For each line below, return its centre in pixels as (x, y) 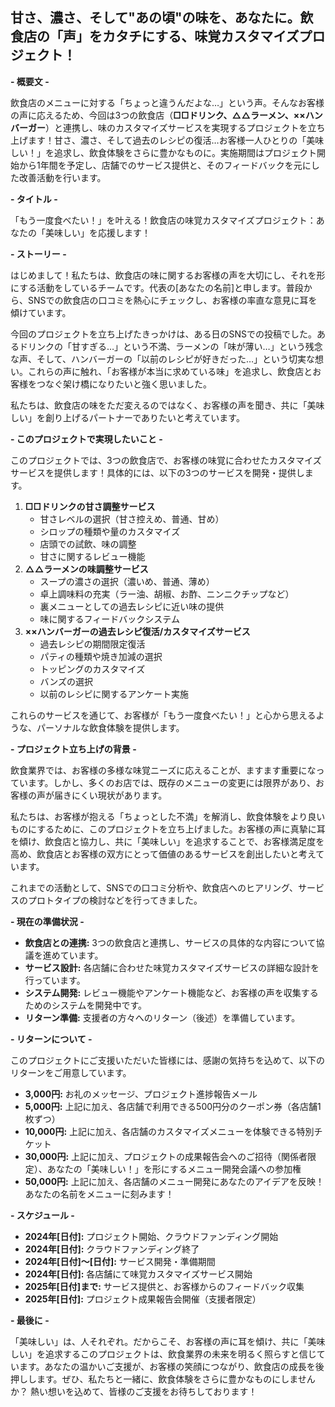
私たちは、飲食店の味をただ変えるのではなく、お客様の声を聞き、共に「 (159, 405)
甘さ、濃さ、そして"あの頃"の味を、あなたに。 (155, 18)
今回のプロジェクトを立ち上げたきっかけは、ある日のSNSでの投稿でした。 (163, 334)
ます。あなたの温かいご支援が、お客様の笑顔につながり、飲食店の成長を (167, 1366)
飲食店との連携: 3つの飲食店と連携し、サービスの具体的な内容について (170, 942)
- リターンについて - (51, 1039)
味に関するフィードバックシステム (109, 619)
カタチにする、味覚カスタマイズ (200, 36)
